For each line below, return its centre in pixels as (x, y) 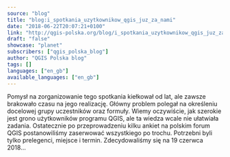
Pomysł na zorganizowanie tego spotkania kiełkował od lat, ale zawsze (107, 97)
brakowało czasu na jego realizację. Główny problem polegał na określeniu (112, 104)
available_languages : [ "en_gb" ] (53, 77)
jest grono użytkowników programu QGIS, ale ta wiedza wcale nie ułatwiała (113, 119)
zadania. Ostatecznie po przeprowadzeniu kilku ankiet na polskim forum (108, 126)
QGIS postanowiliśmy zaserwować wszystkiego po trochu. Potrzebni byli (110, 133)
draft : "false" (29, 39)
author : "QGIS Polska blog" (47, 58)
